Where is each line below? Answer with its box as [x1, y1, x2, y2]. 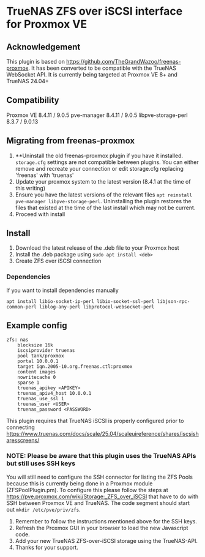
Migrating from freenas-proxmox [6, 136, 135, 146]
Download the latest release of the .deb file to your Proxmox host [15, 244, 179, 252]
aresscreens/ [6, 436, 40, 444]
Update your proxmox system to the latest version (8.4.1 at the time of [15, 178, 191, 185]
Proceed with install [15, 210, 65, 218]
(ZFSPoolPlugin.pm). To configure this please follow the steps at [6, 486, 168, 493]
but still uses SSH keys [6, 459, 75, 468]
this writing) [15, 184, 46, 192]
